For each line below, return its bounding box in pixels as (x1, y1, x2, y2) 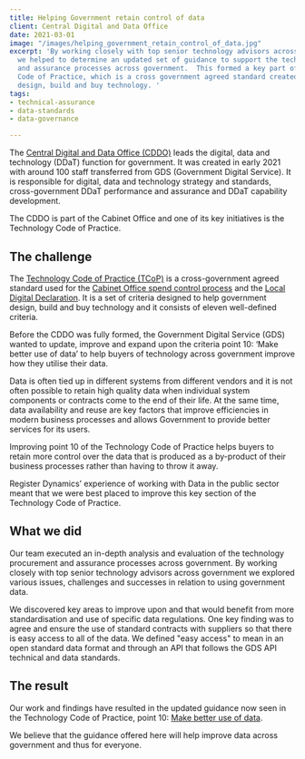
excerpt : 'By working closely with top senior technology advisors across (9, 47, 299, 56)
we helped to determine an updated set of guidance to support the (17, 55, 279, 64)
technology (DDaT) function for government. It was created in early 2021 (9, 157, 281, 168)
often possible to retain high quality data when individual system (9, 384, 251, 395)
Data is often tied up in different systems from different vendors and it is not (9, 375, 293, 386)
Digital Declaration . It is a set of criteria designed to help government (9, 292, 267, 303)
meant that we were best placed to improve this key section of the (9, 487, 257, 499)
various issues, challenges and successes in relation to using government (9, 577, 286, 588)
